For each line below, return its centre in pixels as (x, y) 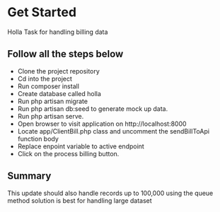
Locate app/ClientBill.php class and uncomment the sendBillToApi (114, 131)
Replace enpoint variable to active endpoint (81, 146)
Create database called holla (59, 93)
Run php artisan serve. (51, 116)
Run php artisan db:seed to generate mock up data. (93, 108)
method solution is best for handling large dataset (80, 200)
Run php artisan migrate (53, 101)
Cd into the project (45, 78)
